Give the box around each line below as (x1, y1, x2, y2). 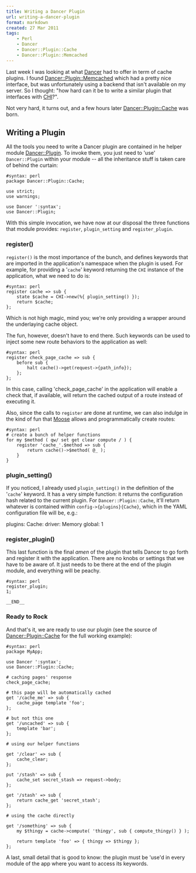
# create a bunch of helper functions (6, 432, 101, 438)
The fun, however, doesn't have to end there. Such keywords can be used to (6, 332, 190, 339)
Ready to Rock (6, 613, 48, 621)
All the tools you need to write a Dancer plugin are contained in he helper (6, 143, 183, 150)
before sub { (16, 360, 49, 366)
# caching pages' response (6, 674, 72, 680)
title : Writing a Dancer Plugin (6, 8, 85, 15)
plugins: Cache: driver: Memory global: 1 (6, 521, 104, 528)
